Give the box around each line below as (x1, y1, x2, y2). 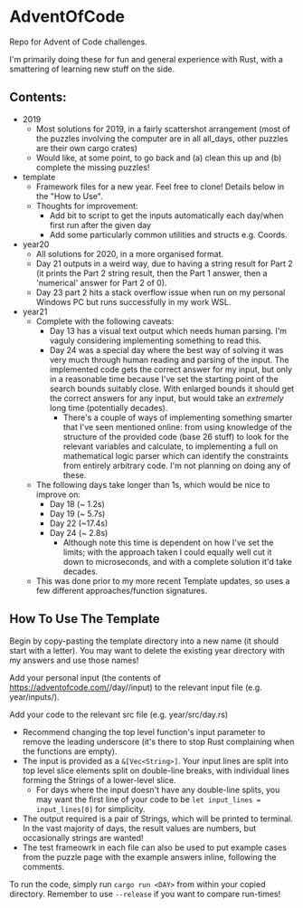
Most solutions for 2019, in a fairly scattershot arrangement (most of (35, 123, 291, 134)
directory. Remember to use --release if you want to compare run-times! (9, 888, 281, 899)
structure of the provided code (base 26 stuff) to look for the (62, 431, 289, 442)
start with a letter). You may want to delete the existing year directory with (9, 645, 285, 655)
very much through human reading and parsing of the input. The (49, 354, 289, 365)
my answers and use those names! (9, 655, 139, 665)
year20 (22, 238, 50, 250)
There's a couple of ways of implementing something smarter (62, 412, 293, 423)
